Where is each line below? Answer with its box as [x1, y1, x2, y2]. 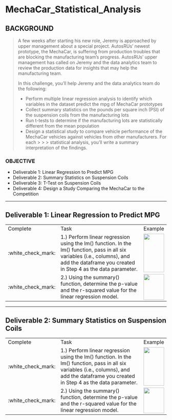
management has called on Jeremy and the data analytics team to [17, 59, 157, 65]
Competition [12, 191, 39, 197]
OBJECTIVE [5, 157, 35, 165]
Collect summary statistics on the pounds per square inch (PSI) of [25, 107, 165, 112]
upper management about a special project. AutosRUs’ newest [17, 43, 150, 49]
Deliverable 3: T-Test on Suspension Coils [12, 180, 101, 186]
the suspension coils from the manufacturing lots [25, 112, 129, 118]
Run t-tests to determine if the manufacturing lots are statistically [25, 117, 163, 124]
